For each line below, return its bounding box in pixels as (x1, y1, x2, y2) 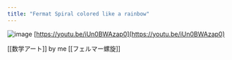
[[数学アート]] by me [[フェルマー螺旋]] (7, 44, 121, 53)
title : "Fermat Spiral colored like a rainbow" (7, 10, 150, 18)
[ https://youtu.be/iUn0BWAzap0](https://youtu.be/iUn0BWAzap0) (34, 30, 226, 38)
